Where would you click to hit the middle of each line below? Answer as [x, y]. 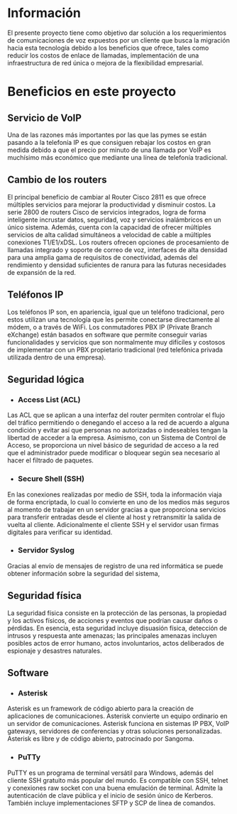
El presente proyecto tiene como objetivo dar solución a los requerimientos [117, 33]
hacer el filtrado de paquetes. [51, 460]
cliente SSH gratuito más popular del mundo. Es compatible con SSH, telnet [118, 780]
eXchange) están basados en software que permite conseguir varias [108, 335]
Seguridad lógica [46, 379]
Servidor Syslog [46, 550]
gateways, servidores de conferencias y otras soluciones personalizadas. [115, 731]
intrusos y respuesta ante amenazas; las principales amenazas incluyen [112, 635]
